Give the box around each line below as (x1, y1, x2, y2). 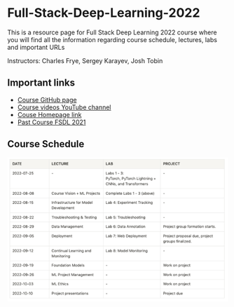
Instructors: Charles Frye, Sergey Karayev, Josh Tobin (7, 56, 163, 64)
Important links (7, 77, 76, 89)
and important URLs (7, 43, 65, 51)
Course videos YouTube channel (17, 103, 111, 111)
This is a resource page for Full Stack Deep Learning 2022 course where (7, 28, 217, 36)
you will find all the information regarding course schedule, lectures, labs (7, 35, 217, 43)
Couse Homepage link (17, 110, 82, 118)
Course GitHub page (17, 95, 77, 104)
